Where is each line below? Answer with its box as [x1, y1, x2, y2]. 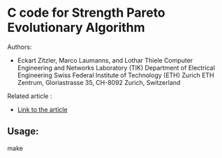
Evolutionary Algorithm [7, 19, 145, 35]
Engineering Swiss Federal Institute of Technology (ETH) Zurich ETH [17, 71, 214, 79]
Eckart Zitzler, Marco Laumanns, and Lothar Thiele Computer [17, 56, 193, 64]
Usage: [7, 125, 40, 137]
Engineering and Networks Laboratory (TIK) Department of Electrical [17, 63, 215, 72]
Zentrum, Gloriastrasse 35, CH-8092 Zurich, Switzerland [17, 78, 181, 86]
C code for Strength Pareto [7, 5, 165, 21]
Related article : [7, 92, 52, 100]
